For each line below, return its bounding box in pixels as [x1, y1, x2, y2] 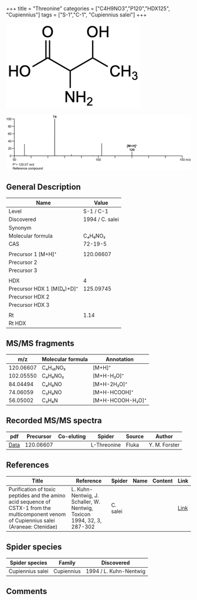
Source [125, 433, 144, 440]
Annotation [105, 356, 134, 363]
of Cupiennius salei [8, 517, 55, 524]
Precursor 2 [8, 259, 38, 266]
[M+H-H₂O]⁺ [93, 373, 124, 380]
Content [152, 477, 173, 484]
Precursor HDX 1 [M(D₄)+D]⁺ [8, 285, 79, 292]
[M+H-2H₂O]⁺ [93, 380, 128, 387]
